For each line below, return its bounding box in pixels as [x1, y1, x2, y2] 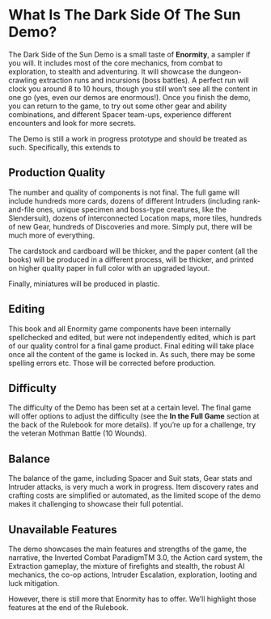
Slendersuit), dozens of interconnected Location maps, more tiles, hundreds [8, 213, 262, 223]
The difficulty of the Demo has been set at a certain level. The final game [8, 402, 252, 413]
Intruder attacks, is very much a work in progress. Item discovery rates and [8, 482, 259, 492]
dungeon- [208, 66, 242, 76]
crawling [8, 75, 38, 85]
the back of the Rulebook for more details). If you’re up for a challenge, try [8, 420, 256, 430]
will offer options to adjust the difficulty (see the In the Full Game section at [8, 411, 260, 421]
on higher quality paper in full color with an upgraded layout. [8, 263, 210, 272]
